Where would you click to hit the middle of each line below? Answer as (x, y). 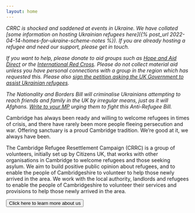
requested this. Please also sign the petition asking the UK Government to (95, 76)
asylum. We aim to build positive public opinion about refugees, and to (90, 166)
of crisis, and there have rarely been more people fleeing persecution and (95, 124)
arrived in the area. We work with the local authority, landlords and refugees (97, 179)
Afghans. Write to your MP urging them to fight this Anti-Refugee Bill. (89, 106)
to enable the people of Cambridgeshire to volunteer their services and (91, 185)
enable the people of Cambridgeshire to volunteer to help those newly (90, 172)
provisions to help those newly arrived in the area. (66, 191)
